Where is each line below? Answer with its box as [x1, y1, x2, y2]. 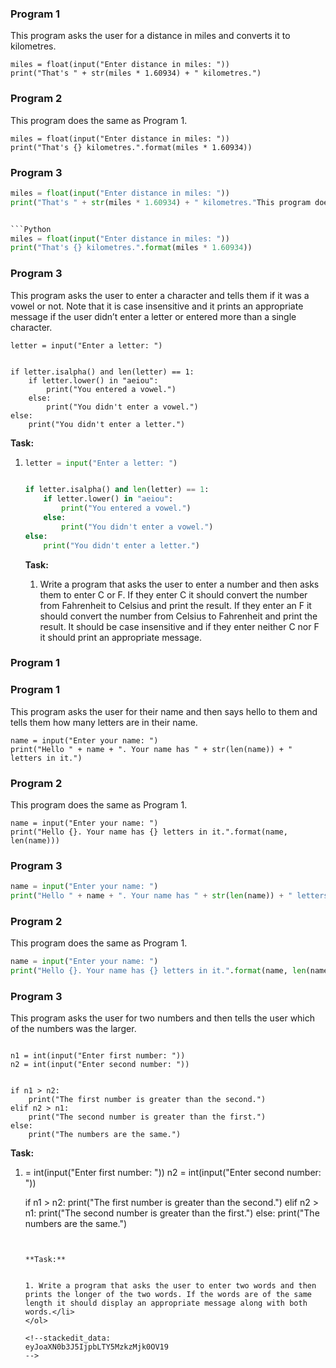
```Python [10, 224, 52, 234]
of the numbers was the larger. [10, 1023, 137, 1035]
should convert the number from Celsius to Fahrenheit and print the [39, 610, 318, 622]
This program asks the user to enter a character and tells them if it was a [10, 289, 310, 301]
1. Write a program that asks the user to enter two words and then [24, 1281, 317, 1291]
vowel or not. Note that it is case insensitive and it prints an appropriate [10, 300, 304, 312]
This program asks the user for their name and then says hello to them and [10, 705, 318, 717]
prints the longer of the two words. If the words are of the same [24, 1290, 312, 1300]
